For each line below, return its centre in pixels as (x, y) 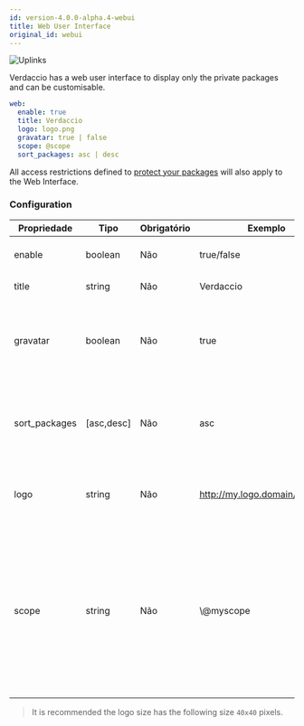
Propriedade (45, 228)
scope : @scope (44, 146)
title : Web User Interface (60, 26)
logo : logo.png (46, 129)
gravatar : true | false (62, 137)
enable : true (42, 113)
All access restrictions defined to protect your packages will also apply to (146, 172)
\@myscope (224, 610)
